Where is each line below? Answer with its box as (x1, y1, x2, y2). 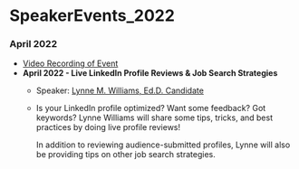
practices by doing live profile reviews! (35, 122, 181, 133)
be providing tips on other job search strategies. (35, 149, 216, 160)
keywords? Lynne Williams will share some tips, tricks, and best (35, 112, 274, 123)
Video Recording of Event (22, 58, 119, 69)
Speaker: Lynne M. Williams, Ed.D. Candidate (35, 85, 204, 96)
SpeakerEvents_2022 (9, 5, 175, 26)
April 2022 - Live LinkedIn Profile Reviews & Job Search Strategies (22, 68, 278, 79)
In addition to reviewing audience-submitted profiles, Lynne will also (35, 139, 291, 150)
